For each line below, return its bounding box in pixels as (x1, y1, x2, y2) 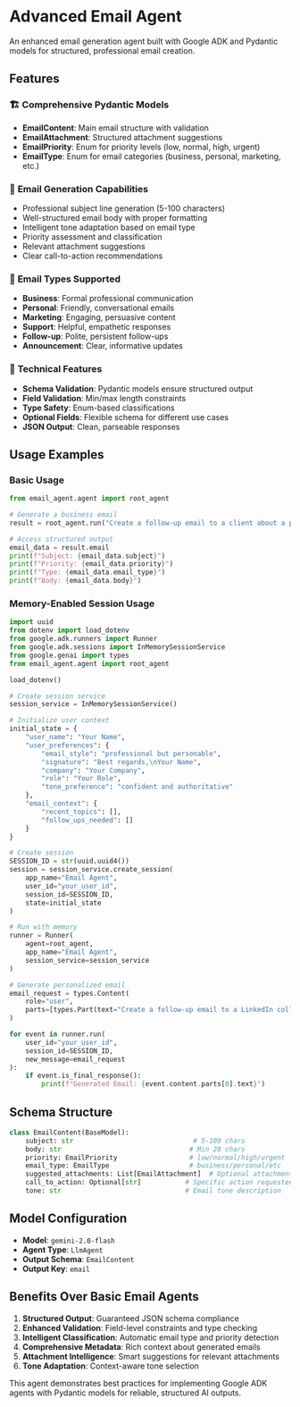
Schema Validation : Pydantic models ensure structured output (21, 383, 254, 394)
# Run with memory (9, 923, 78, 931)
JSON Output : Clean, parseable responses (21, 421, 180, 432)
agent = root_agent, (25, 939, 94, 948)
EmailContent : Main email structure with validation (21, 122, 210, 133)
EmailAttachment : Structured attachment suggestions (21, 131, 223, 142)
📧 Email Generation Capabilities (9, 182, 149, 195)
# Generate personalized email (9, 981, 126, 990)
